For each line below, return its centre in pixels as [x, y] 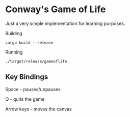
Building [14, 33]
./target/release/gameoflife [36, 61]
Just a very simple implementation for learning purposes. [65, 23]
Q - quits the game [25, 99]
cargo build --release [29, 42]
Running [14, 52]
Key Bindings [27, 77]
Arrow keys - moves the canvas [39, 109]
